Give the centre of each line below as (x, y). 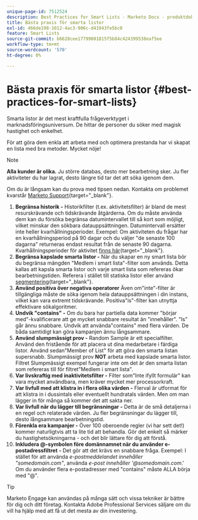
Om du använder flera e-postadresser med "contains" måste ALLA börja (103, 469)
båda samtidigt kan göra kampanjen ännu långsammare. (83, 331)
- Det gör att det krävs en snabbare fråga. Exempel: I (123, 450)
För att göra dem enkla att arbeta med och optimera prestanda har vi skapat (98, 142)
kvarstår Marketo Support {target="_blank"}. (60, 195)
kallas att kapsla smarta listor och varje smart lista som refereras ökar (99, 269)
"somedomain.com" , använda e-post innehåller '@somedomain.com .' (100, 463)
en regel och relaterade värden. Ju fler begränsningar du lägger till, (96, 413)
